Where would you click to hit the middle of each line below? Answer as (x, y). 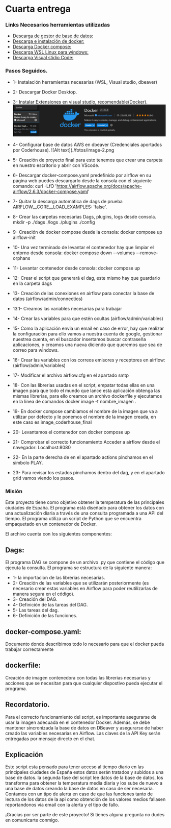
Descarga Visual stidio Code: (43, 58)
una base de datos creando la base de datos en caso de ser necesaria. (80, 789)
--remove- (147, 253)
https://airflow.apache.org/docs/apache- (99, 186)
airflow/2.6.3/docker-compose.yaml (50, 191)
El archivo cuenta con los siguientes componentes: (59, 534)
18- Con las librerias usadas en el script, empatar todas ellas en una (84, 385)
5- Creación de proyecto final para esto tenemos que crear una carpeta (88, 160)
